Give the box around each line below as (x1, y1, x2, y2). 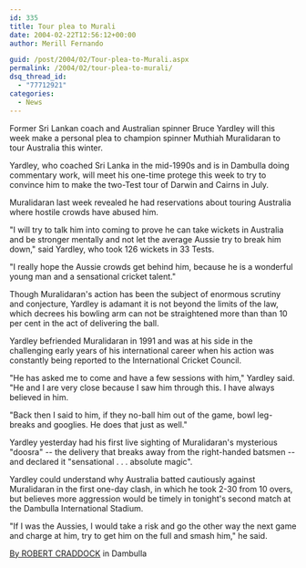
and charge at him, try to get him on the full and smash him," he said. (9, 530, 268, 541)
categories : (9, 88, 55, 98)
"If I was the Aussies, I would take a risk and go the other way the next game (9, 521, 297, 532)
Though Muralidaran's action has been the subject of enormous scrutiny (9, 288, 281, 299)
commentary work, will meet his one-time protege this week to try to (9, 170, 267, 181)
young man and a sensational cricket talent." (9, 271, 176, 282)
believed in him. (9, 391, 69, 402)
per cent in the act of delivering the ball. (9, 317, 159, 328)
